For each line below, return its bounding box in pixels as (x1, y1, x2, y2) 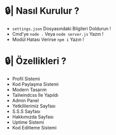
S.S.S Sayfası (12, 108, 41, 114)
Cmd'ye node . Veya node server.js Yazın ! (12, 31, 104, 37)
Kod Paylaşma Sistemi (12, 81, 59, 87)
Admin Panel (12, 97, 39, 103)
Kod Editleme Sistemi (12, 124, 57, 130)
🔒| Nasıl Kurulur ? (5, 5, 79, 17)
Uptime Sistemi (12, 119, 44, 125)
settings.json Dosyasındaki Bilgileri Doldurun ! (12, 25, 111, 32)
